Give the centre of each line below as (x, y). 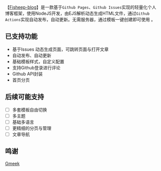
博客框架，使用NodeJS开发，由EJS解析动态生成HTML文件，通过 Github (77, 13)
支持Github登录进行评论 (36, 67)
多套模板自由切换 (30, 110)
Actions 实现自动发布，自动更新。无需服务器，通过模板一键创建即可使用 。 (80, 19)
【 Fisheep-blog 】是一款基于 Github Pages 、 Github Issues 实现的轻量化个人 (81, 7)
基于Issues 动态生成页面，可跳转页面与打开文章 (61, 49)
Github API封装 (27, 74)
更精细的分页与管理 (32, 128)
